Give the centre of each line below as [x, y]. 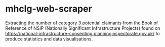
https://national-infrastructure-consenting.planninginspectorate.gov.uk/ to [83, 33]
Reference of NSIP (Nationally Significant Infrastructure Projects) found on [83, 28]
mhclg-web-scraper [49, 9]
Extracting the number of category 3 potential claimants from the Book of [82, 23]
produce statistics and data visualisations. [49, 39]
